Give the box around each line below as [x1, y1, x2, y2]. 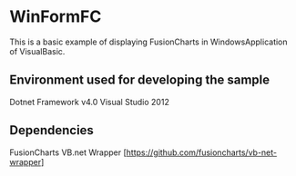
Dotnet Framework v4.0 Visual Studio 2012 [9, 96, 170, 107]
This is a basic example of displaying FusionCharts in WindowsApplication [9, 36, 289, 47]
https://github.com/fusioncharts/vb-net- [126, 147, 278, 158]
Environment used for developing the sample [9, 73, 270, 88]
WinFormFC [9, 6, 102, 27]
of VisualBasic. [9, 45, 66, 56]
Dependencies [9, 122, 94, 138]
